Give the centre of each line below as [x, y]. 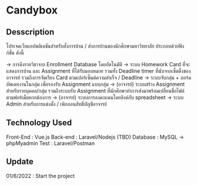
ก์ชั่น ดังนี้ [15, 53]
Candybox [32, 10]
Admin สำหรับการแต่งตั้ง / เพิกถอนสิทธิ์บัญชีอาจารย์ [56, 104]
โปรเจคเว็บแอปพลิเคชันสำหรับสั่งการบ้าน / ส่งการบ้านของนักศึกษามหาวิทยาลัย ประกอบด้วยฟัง [95, 46]
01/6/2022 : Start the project [41, 176]
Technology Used [39, 123]
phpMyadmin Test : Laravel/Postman [51, 143]
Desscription [30, 32]
